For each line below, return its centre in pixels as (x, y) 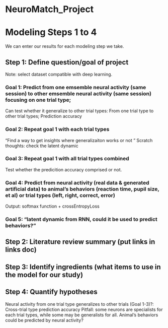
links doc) (21, 250)
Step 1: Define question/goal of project (67, 62)
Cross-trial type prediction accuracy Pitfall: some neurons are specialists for (84, 309)
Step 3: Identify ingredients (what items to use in (83, 267)
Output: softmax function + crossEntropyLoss (52, 206)
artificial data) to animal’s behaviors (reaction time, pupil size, (82, 189)
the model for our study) (44, 275)
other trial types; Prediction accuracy (44, 116)
